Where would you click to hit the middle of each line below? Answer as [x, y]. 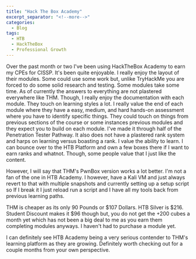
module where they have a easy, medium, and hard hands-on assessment [95, 110]
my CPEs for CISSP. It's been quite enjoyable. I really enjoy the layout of [93, 72]
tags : [13, 33]
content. [16, 159]
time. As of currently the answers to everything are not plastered [84, 91]
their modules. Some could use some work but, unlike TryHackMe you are [95, 79]
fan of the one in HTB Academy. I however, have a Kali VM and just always [96, 177]
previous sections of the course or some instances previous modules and [94, 122]
